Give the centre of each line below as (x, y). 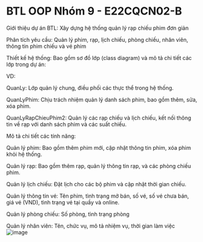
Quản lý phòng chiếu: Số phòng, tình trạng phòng (68, 214)
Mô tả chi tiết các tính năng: (41, 136)
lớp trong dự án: (26, 64)
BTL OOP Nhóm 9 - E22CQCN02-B (94, 11)
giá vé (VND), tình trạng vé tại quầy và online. (63, 202)
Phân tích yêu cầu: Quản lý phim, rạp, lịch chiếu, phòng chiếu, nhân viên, (97, 39)
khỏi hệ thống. (24, 154)
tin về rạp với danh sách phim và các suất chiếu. (67, 124)
